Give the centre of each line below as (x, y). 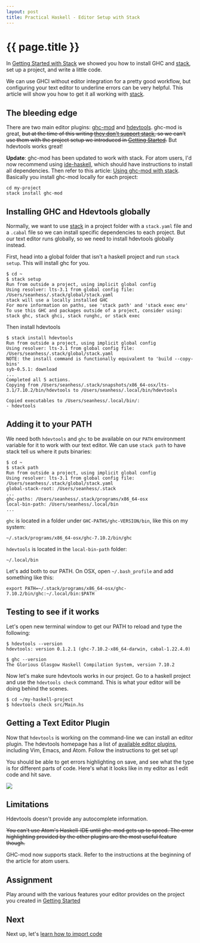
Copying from (22, 385)
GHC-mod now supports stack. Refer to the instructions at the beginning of (99, 855)
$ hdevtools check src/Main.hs (45, 705)
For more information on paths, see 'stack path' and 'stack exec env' (97, 306)
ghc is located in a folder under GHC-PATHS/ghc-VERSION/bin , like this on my (97, 521)
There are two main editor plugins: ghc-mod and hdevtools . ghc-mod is (94, 127)
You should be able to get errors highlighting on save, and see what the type (100, 762)
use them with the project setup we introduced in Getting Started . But (92, 140)
